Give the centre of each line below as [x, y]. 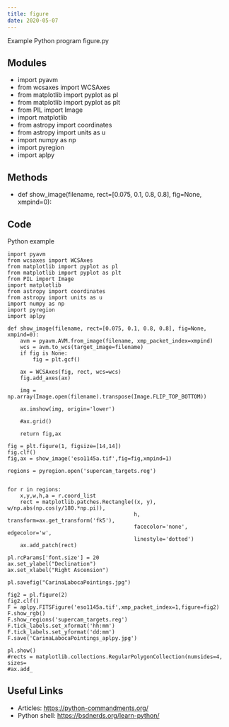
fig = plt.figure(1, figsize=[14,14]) [64, 446]
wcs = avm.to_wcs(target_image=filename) [82, 347]
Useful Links [35, 691]
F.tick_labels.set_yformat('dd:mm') [61, 632]
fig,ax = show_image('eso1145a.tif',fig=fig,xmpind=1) [90, 458]
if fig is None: [44, 353]
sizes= [17, 663]
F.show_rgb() [27, 613]
